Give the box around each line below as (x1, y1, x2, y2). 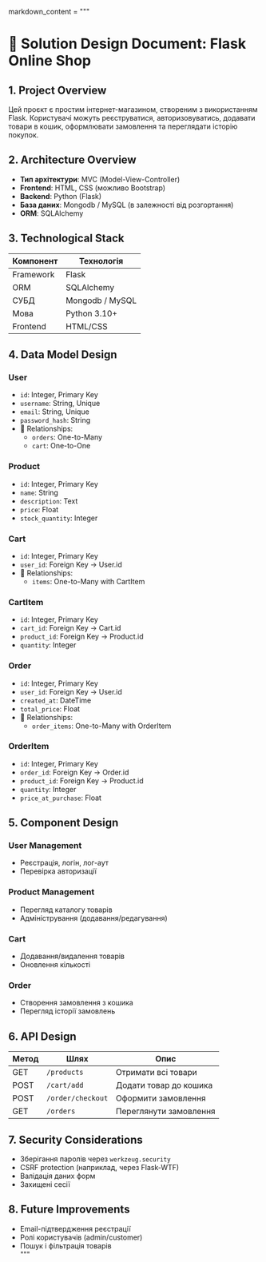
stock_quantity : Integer (19, 513, 98, 523)
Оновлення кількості (19, 960, 90, 969)
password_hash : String (19, 416, 91, 425)
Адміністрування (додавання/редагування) (19, 913, 168, 922)
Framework (12, 269, 55, 280)
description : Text (19, 496, 78, 506)
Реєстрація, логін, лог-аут (19, 858, 109, 868)
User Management (8, 840, 82, 851)
